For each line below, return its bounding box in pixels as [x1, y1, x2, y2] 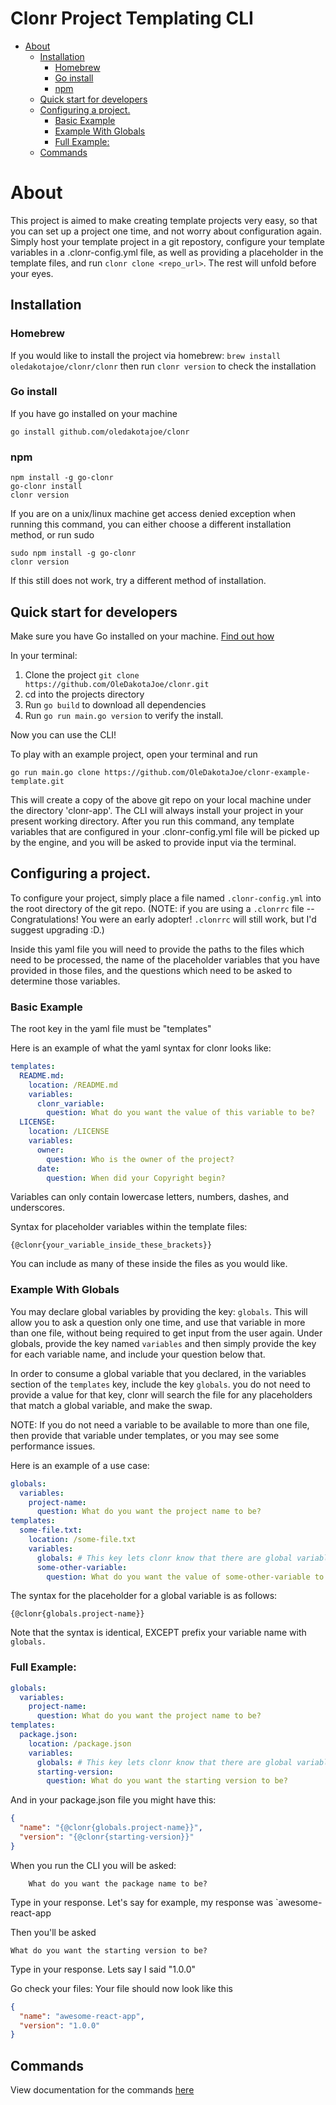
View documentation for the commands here [10, 2084, 195, 2096]
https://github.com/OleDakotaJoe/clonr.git [24, 679, 210, 689]
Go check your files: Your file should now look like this [10, 1982, 233, 1994]
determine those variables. [10, 975, 121, 987]
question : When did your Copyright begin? [46, 1173, 226, 1183]
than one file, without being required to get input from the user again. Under [10, 1327, 323, 1339]
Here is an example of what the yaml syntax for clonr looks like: [10, 1042, 272, 1054]
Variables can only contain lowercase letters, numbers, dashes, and [10, 1191, 290, 1203]
